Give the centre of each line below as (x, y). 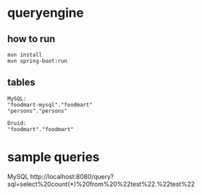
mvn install (25, 55)
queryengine (46, 13)
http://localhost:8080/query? (72, 176)
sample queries (53, 157)
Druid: (17, 123)
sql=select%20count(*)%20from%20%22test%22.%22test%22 (101, 184)
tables (21, 82)
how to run (31, 39)
